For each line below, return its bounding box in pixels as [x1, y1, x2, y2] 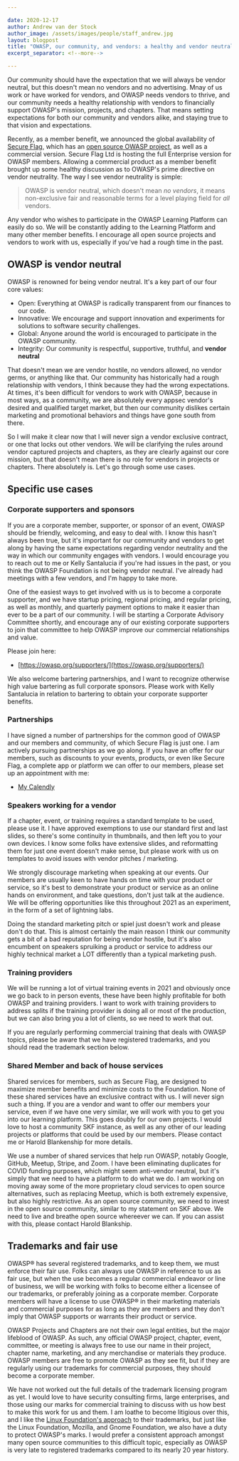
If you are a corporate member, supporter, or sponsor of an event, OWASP [7, 520, 225, 529]
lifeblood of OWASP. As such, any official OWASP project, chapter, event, [7, 1333, 222, 1342]
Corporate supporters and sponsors [7, 505, 135, 515]
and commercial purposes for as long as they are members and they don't [7, 1304, 225, 1313]
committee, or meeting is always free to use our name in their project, [7, 1341, 211, 1349]
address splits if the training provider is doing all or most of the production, [7, 1007, 227, 1015]
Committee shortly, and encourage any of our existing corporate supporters [7, 617, 230, 627]
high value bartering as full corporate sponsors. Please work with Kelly [7, 681, 215, 691]
